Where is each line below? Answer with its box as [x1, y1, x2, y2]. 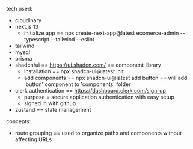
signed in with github [23, 100, 76, 107]
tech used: [6, 5, 33, 12]
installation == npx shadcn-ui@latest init [23, 68, 124, 74]
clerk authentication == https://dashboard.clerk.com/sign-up [14, 87, 167, 94]
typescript [23, 36, 50, 43]
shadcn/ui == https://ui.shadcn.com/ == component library [14, 61, 161, 68]
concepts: [6, 118, 31, 125]
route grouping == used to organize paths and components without [14, 129, 182, 136]
